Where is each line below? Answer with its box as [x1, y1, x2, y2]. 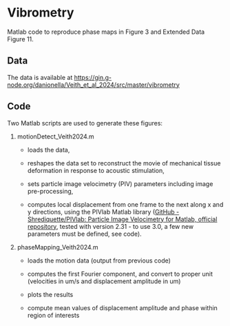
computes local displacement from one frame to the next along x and [27, 200, 224, 208]
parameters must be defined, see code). [27, 230, 143, 238]
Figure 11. [7, 34, 34, 43]
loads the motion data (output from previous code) [27, 256, 171, 265]
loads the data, [27, 145, 70, 154]
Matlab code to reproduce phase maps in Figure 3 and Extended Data [7, 28, 205, 36]
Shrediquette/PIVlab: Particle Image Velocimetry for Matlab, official [27, 215, 218, 223]
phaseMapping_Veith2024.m [17, 243, 98, 251]
